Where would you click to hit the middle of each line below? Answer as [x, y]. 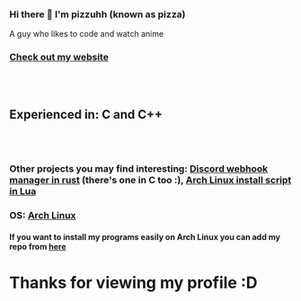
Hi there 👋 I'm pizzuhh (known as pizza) [97, 14]
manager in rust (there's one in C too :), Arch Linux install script [150, 181]
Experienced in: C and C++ [86, 115]
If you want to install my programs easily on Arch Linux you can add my [145, 236]
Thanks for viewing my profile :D [133, 283]
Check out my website [59, 58]
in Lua [23, 191]
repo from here [38, 246]
